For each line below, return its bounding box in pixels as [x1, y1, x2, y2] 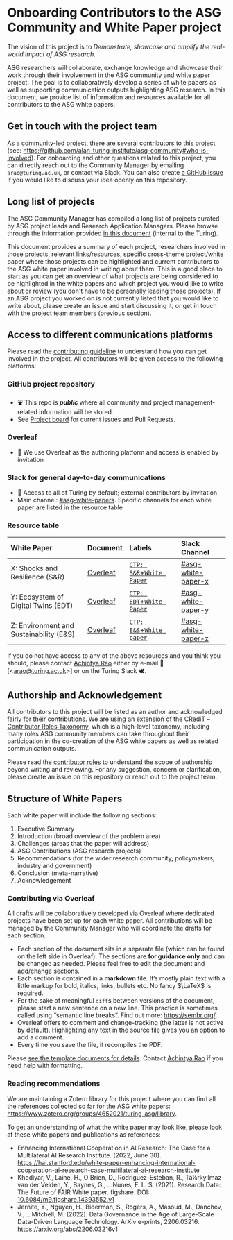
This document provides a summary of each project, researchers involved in [7, 242, 225, 250]
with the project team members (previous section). [7, 309, 152, 317]
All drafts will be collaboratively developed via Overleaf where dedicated [7, 909, 214, 917]
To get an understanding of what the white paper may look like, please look [7, 1123, 223, 1131]
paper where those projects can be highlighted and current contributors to [7, 257, 220, 265]
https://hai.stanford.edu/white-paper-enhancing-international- [17, 1158, 196, 1166]
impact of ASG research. [25, 50, 96, 58]
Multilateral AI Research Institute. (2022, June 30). [17, 1150, 162, 1160]
